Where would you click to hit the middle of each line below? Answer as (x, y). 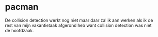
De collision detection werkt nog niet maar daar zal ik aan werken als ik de (79, 20)
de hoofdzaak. (19, 30)
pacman (22, 7)
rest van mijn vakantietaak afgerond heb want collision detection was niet (78, 25)
